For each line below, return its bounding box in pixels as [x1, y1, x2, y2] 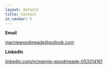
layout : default [5, 7, 39, 12]
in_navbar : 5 [5, 16, 32, 21]
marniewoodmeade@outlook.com [5, 39, 74, 45]
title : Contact [5, 12, 37, 17]
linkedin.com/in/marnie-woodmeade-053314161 [5, 59, 103, 65]
